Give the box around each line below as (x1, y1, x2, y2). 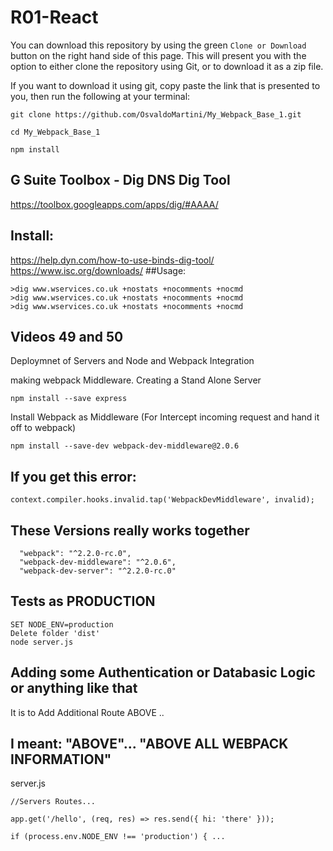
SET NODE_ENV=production (10, 619, 114, 630)
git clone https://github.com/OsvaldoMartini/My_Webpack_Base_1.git (10, 109, 302, 120)
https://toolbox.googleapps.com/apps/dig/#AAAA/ (10, 198, 219, 210)
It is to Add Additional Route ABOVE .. (10, 706, 165, 718)
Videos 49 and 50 (10, 328, 124, 345)
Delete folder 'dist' (10, 628, 101, 638)
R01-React (10, 6, 99, 29)
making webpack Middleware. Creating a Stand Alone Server (10, 374, 262, 386)
